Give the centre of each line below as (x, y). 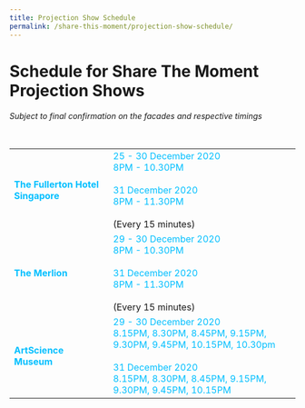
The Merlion (41, 273)
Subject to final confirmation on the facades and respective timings (136, 116)
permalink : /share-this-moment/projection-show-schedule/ (121, 26)
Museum (33, 362)
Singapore (37, 195)
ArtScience (39, 350)
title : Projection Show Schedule (73, 18)
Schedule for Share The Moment (134, 71)
